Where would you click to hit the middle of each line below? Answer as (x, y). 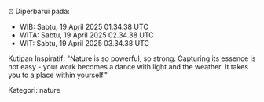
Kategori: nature (34, 90)
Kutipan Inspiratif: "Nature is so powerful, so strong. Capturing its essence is (132, 58)
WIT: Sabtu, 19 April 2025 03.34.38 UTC (84, 43)
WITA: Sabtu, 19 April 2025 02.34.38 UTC (87, 35)
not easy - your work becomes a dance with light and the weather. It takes (128, 67)
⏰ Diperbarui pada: (39, 11)
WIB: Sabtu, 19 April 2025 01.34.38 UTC (84, 27)
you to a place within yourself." (58, 75)
